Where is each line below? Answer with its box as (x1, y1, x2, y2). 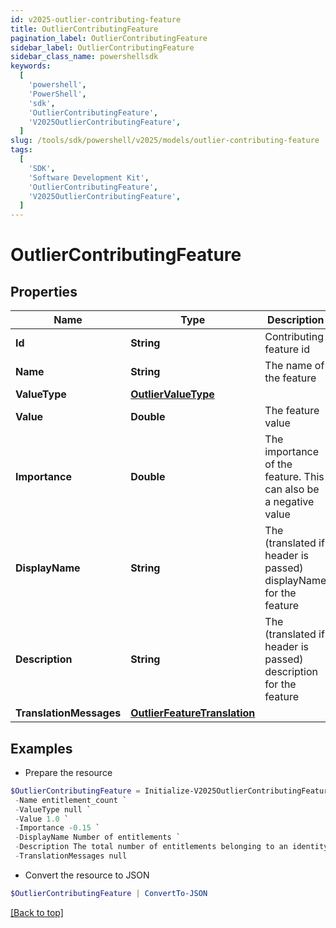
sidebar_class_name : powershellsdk (10, 52, 159, 62)
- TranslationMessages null (14, 851, 128, 861)
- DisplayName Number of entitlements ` (14, 832, 182, 843)
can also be (264, 482, 320, 496)
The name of (264, 359, 325, 373)
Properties (10, 283, 78, 300)
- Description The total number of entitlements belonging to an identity (14, 842, 329, 852)
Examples (10, 740, 73, 757)
